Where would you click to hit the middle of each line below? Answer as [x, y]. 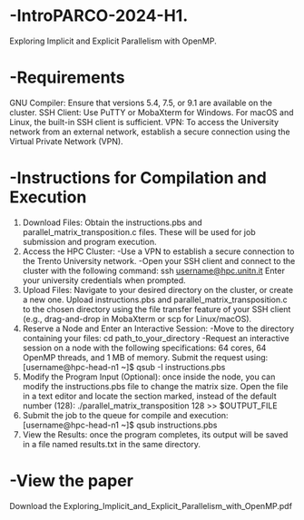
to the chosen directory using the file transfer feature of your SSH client [157, 309]
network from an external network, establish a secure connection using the [150, 132]
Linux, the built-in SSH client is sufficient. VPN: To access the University [144, 122]
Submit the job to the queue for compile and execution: [125, 415]
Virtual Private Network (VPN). [67, 141]
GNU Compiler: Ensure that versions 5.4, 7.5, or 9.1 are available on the [141, 103]
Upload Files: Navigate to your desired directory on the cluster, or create [157, 289]
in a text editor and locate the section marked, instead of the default [149, 396]
